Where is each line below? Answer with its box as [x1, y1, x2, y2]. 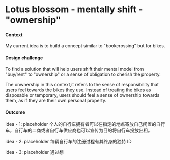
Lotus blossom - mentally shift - [5, 4, 143, 15]
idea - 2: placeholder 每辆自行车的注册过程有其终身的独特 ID [5, 138, 132, 144]
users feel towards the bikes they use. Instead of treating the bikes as [5, 87, 151, 93]
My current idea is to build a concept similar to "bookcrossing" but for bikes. [5, 43, 165, 49]
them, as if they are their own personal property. [5, 97, 107, 103]
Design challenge [5, 55, 43, 61]
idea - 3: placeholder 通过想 [5, 149, 64, 155]
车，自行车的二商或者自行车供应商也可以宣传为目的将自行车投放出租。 [5, 127, 153, 134]
